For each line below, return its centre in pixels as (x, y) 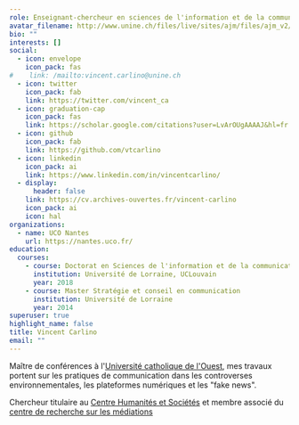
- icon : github (45, 134)
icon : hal (44, 216)
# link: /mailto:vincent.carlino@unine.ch (95, 76)
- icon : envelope (49, 59)
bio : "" (24, 34)
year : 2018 (53, 282)
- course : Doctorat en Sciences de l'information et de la (137, 266)
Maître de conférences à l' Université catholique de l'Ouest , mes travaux (141, 365)
